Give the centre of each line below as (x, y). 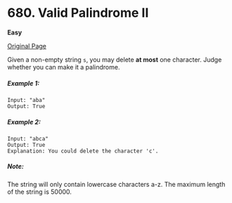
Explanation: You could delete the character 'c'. (83, 151)
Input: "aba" (26, 100)
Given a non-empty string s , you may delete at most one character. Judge (115, 59)
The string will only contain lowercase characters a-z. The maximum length (116, 184)
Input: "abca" (28, 138)
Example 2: (24, 122)
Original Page (27, 46)
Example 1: (24, 83)
